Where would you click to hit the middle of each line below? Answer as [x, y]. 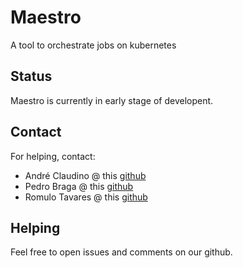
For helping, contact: [53, 156]
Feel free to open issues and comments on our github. [121, 252]
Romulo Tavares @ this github [86, 197]
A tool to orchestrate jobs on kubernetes [93, 45]
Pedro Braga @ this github [79, 186]
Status [31, 76]
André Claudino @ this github [85, 175]
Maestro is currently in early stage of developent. [112, 100]
